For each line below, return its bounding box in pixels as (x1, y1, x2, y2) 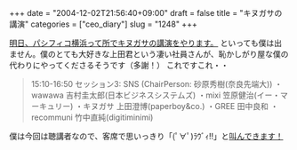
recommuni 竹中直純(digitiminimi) (30, 112, 154, 122)
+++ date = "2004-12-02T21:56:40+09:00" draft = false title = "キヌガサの (9, 8, 283, 18)
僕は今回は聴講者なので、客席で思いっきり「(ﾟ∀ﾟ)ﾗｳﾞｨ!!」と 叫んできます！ (9, 131, 284, 141)
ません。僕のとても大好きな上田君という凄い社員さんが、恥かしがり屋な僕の (9, 49, 289, 59)
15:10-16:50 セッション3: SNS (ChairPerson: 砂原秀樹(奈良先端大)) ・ (30, 79, 283, 89)
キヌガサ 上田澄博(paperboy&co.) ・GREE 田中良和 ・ (83, 101, 278, 111)
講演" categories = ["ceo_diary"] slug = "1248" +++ (9, 19, 197, 29)
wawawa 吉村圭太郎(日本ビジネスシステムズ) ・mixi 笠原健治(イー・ (30, 90, 281, 100)
